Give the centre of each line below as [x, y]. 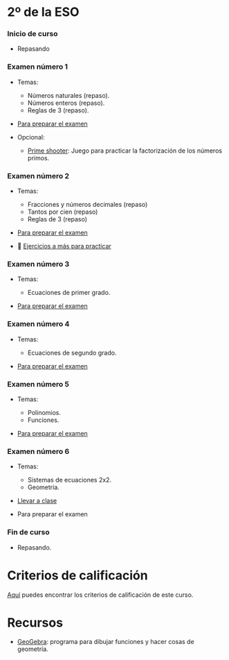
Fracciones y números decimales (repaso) [88, 205]
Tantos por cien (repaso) [63, 212]
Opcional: [31, 137]
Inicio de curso [33, 34]
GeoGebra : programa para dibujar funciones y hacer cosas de [106, 642]
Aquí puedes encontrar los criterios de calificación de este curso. [100, 595]
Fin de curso [28, 532]
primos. [38, 158]
